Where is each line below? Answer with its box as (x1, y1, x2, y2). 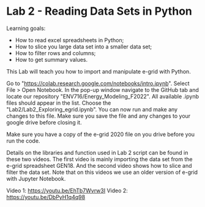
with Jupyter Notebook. (6, 175, 66, 182)
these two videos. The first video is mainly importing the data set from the (6, 155, 193, 163)
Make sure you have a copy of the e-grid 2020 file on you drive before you (6, 130, 195, 138)
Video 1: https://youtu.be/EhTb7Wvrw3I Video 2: (6, 187, 129, 194)
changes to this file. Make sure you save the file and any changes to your (6, 112, 191, 119)
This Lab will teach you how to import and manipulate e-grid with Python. (6, 67, 191, 75)
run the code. (6, 137, 40, 145)
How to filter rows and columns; (15, 49, 96, 56)
